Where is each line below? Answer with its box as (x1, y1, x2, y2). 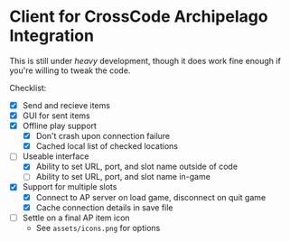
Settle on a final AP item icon (22, 212, 130, 223)
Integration (9, 25, 95, 46)
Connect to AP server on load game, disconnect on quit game (35, 191, 267, 202)
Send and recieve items (22, 99, 111, 110)
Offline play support (22, 120, 98, 132)
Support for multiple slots (22, 181, 117, 192)
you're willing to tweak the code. (9, 65, 131, 76)
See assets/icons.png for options (35, 222, 161, 233)
